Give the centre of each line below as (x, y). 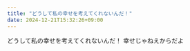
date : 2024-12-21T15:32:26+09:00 (55, 20)
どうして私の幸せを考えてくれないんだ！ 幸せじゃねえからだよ (96, 40)
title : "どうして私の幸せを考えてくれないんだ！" (70, 13)
